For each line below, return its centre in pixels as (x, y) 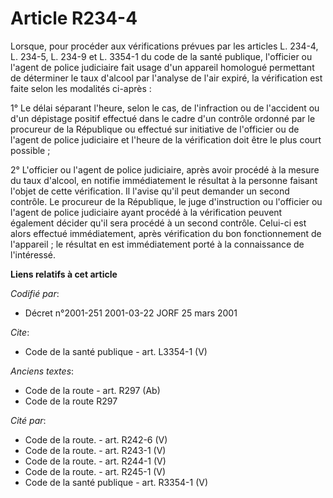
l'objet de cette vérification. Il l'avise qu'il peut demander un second (150, 191)
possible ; (30, 150)
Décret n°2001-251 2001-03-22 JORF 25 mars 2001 (131, 313)
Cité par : (28, 420)
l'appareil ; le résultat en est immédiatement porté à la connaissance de (157, 244)
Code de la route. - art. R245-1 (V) (95, 471)
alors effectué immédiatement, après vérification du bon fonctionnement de (166, 233)
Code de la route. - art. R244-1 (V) (95, 461)
